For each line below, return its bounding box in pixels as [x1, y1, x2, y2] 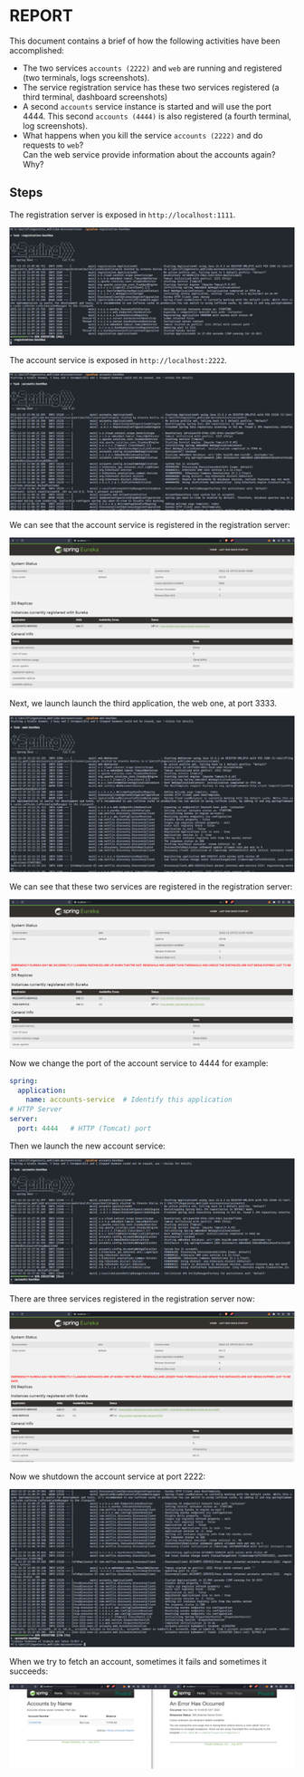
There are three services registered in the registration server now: [9, 1292, 255, 1304]
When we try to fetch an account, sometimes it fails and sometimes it [9, 1656, 267, 1667]
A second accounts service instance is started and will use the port [22, 101, 271, 111]
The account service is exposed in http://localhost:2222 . [9, 354, 228, 365]
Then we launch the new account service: [9, 1140, 166, 1151]
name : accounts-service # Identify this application [25, 1095, 233, 1105]
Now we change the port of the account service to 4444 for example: [9, 1057, 269, 1069]
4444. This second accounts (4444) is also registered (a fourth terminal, [22, 110, 292, 121]
